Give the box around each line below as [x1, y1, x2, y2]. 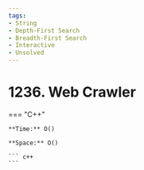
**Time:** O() [8, 125, 56, 132]
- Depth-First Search [8, 26, 80, 34]
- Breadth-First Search [8, 34, 88, 42]
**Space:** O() [8, 139, 59, 147]
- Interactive [8, 42, 56, 49]
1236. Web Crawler [8, 83, 137, 101]
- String [8, 19, 37, 27]
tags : [8, 11, 26, 20]
